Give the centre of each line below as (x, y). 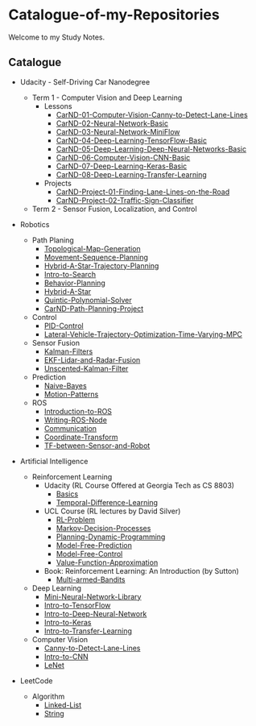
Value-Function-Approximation (107, 562)
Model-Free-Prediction (94, 545)
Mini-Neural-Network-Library (93, 596)
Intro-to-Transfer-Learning (88, 631)
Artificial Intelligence (54, 461)
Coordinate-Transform (81, 437)
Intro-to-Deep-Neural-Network (95, 613)
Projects (58, 183)
